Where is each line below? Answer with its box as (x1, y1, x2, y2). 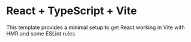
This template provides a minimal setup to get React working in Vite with (6, 24, 185, 31)
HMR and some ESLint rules (6, 30, 75, 37)
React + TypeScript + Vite (6, 4, 137, 18)
